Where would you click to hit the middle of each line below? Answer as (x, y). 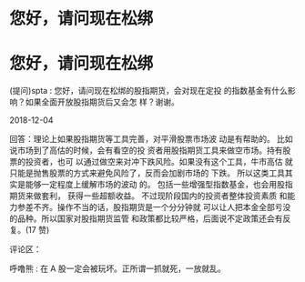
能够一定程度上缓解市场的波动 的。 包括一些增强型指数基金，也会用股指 (159, 185)
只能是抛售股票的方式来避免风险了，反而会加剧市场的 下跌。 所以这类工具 (147, 173)
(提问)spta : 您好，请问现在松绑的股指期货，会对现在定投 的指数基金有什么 (149, 91)
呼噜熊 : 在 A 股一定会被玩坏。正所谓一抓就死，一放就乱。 (117, 268)
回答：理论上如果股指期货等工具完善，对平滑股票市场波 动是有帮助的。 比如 (151, 139)
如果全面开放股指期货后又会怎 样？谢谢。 (102, 102)
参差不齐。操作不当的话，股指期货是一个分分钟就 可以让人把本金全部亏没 (154, 207)
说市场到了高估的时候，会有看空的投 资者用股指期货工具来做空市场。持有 (146, 150)
